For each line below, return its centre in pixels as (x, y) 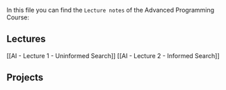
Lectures (26, 39)
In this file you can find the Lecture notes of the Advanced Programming (111, 10)
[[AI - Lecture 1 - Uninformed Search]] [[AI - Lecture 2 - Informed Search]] (113, 55)
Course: (18, 17)
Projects (25, 78)
